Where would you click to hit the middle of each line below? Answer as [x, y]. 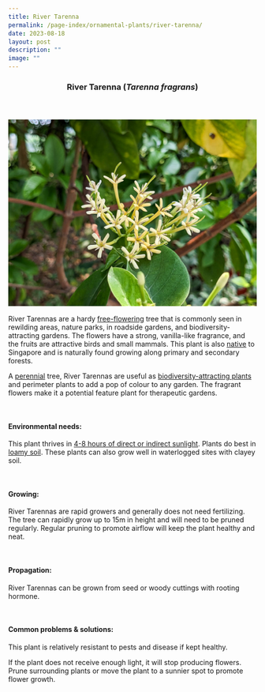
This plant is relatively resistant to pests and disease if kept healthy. [118, 647]
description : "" [35, 50]
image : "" [24, 58]
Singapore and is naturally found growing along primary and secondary [124, 352]
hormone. [24, 596]
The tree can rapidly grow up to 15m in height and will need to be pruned [126, 520]
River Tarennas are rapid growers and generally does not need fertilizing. [127, 511]
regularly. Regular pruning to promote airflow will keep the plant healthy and [131, 528]
